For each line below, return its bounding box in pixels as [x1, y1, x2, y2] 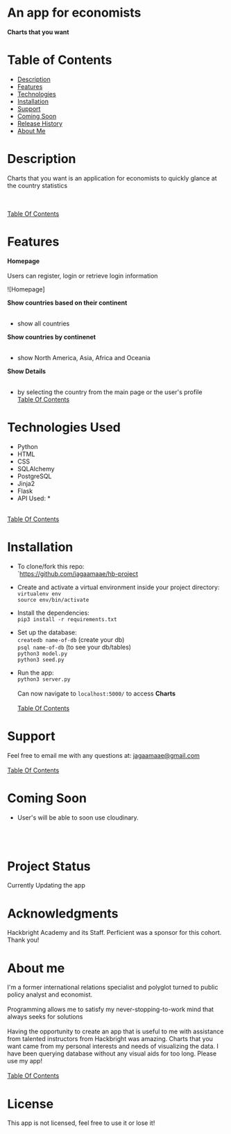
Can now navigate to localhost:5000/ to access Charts [17, 689, 176, 697]
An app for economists [7, 5, 142, 21]
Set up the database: [17, 628, 78, 636]
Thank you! [7, 936, 40, 945]
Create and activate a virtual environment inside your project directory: [17, 583, 220, 591]
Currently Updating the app [7, 881, 85, 890]
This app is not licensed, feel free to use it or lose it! [7, 1119, 155, 1127]
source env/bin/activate [17, 596, 89, 603]
